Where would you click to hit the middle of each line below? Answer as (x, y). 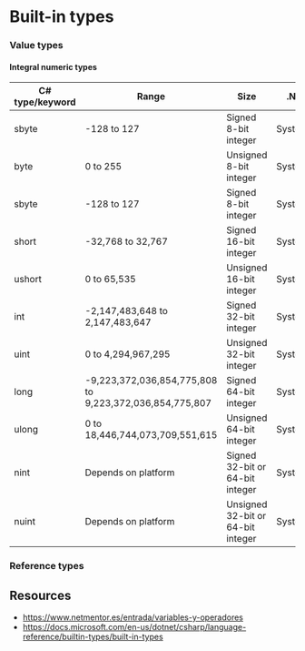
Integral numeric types (54, 66)
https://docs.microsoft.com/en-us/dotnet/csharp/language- (134, 627)
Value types (36, 46)
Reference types (47, 566)
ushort (28, 280)
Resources (40, 595)
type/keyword (45, 102)
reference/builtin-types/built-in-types (93, 637)
